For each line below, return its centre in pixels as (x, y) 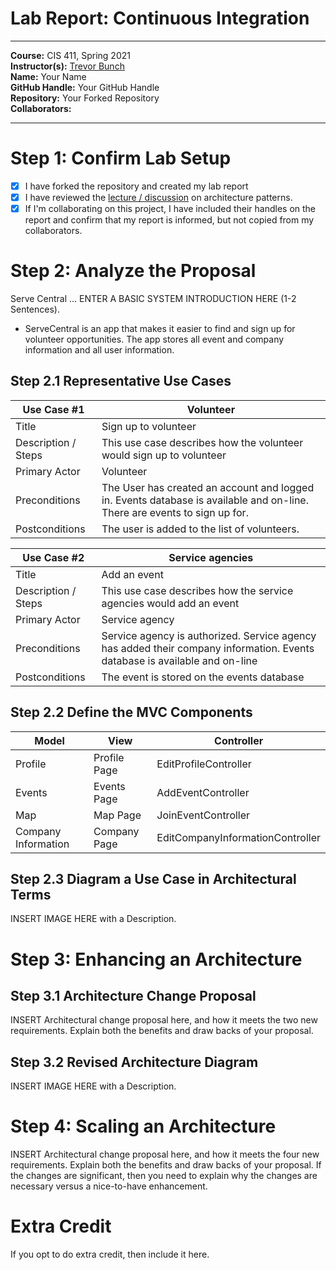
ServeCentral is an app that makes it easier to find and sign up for (160, 328)
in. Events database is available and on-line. (205, 500)
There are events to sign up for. (175, 512)
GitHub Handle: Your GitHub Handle (85, 87)
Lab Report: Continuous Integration (160, 18)
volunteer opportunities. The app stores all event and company (154, 339)
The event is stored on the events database (203, 677)
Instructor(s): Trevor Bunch (67, 66)
